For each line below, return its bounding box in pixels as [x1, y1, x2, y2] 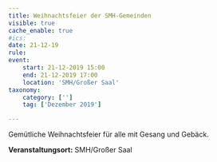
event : [8, 57, 30, 65]
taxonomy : [8, 85, 41, 94]
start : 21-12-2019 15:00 [22, 64, 105, 72]
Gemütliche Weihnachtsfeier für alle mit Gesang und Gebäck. [8, 129, 209, 140]
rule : [8, 49, 26, 57]
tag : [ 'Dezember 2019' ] [22, 101, 102, 109]
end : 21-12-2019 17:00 [22, 71, 98, 79]
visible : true [8, 19, 56, 27]
